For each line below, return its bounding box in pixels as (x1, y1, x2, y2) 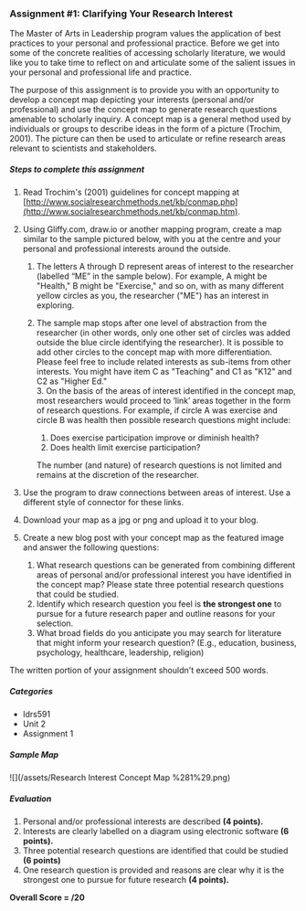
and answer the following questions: (22, 542, 160, 553)
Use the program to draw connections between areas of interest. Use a (22, 487, 290, 498)
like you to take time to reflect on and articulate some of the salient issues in (9, 58, 296, 69)
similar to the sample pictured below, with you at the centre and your (22, 234, 281, 245)
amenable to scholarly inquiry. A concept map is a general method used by (9, 113, 291, 125)
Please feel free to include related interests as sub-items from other (36, 356, 291, 367)
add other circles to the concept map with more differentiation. (36, 346, 272, 358)
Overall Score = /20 (9, 892, 85, 903)
